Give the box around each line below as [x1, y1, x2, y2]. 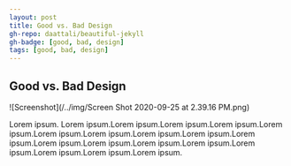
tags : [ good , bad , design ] [9, 46, 109, 55]
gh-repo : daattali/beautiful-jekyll [9, 29, 144, 38]
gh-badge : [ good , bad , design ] [9, 37, 125, 47]
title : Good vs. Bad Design [9, 21, 113, 30]
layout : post [9, 12, 57, 22]
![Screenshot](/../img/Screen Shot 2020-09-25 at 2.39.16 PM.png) [9, 102, 250, 112]
